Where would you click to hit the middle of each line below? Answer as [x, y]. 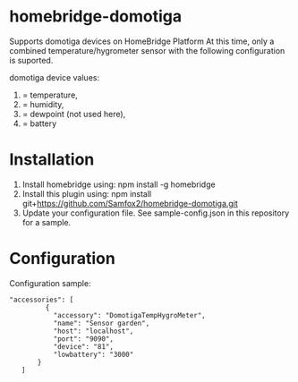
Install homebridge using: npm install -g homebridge [119, 184]
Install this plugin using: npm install [87, 193]
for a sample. [47, 222]
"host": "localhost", [94, 331]
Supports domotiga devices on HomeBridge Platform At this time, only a [142, 41]
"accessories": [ [42, 300]
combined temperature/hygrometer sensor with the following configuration [147, 50]
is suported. [31, 60]
